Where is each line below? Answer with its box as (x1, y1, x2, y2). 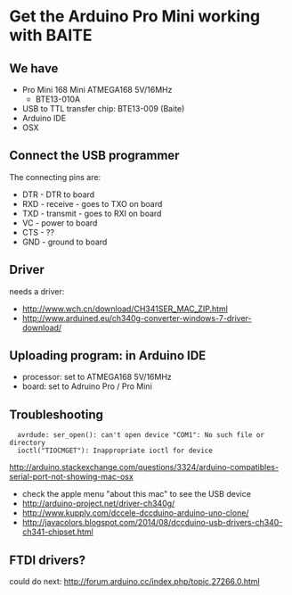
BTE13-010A (35, 94, 81, 104)
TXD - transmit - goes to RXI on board (21, 208, 162, 219)
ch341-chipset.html (21, 526, 93, 537)
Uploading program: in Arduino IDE (9, 348, 207, 363)
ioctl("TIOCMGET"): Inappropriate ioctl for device (17, 446, 214, 456)
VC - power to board (21, 217, 98, 228)
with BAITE (9, 25, 93, 45)
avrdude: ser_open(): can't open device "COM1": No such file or (17, 431, 265, 440)
